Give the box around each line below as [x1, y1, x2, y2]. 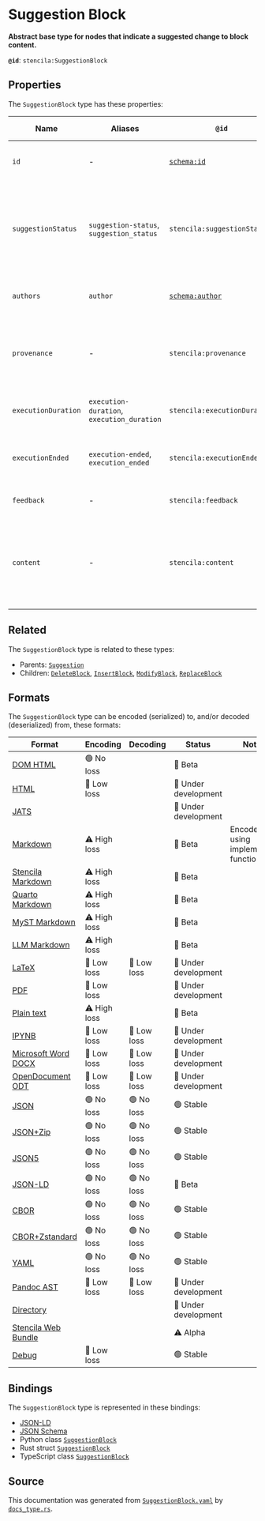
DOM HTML [12, 759, 57, 770]
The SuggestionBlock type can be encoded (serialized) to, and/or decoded [8, 712, 250, 721]
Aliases [110, 122, 140, 134]
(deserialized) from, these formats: [8, 721, 121, 730]
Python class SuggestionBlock [19, 1435, 117, 1444]
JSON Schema [19, 1426, 68, 1436]
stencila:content [169, 558, 234, 567]
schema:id [169, 156, 207, 166]
